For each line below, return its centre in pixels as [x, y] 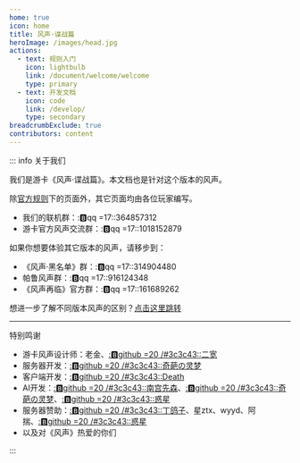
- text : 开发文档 [47, 92]
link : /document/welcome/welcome [87, 76]
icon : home [29, 26]
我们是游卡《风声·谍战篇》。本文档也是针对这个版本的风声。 [118, 179]
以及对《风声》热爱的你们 [69, 432]
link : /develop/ [56, 109]
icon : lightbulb [56, 68]
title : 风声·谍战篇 [42, 34]
